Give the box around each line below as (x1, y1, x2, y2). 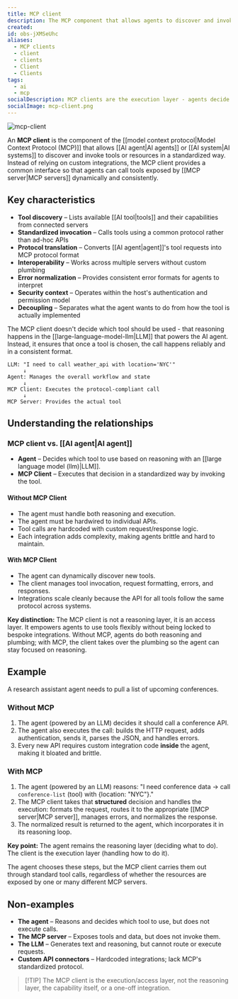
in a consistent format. (7, 347, 73, 355)
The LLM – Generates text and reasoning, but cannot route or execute (17, 940, 222, 948)
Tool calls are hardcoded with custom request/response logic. (17, 524, 199, 532)
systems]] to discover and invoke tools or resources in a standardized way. (7, 150, 226, 160)
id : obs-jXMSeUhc (7, 30, 59, 38)
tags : (7, 76, 23, 84)
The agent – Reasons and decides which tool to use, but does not (17, 917, 210, 925)
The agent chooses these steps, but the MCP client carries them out (7, 863, 207, 871)
